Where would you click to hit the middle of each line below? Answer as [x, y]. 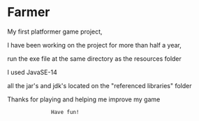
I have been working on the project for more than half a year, [94, 45]
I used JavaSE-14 [32, 72]
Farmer [29, 12]
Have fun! [65, 112]
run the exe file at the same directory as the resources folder [94, 58]
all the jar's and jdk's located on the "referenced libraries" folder [99, 85]
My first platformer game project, [55, 31]
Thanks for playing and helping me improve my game [84, 99]
